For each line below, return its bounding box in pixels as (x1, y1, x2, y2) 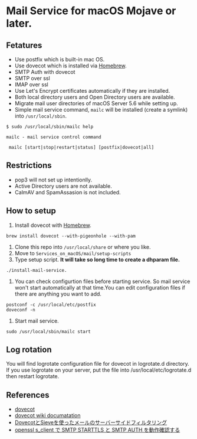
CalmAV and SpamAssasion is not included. (14, 188, 121, 196)
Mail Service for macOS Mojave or (6, 4, 176, 18)
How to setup (6, 206, 56, 216)
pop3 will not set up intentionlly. (14, 176, 93, 183)
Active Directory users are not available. (14, 182, 112, 190)
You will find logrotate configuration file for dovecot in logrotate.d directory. (6, 360, 190, 368)
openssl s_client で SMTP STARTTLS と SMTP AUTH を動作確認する (14, 427, 180, 434)
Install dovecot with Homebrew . (14, 222, 91, 229)
